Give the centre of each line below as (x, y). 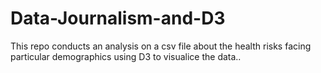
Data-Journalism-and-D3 (118, 18)
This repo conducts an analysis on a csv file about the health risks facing (161, 46)
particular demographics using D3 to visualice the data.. (126, 56)
